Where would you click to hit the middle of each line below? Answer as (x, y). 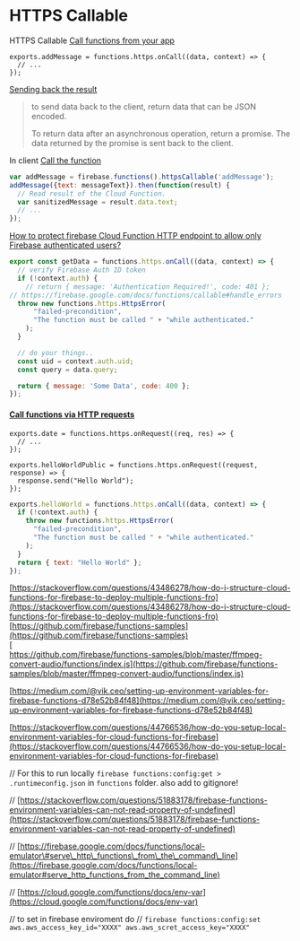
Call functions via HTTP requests (72, 414)
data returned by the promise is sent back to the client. (133, 143)
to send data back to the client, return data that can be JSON (144, 106)
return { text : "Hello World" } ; (80, 562)
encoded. (49, 116)
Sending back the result (53, 89)
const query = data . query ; (68, 370)
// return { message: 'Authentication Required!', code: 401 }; (148, 287)
